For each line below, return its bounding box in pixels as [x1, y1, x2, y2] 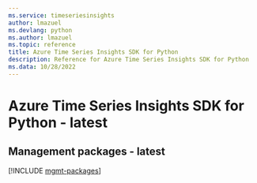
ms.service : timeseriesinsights [8, 11, 115, 20]
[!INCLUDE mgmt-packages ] [8, 166, 101, 175]
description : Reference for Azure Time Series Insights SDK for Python [8, 56, 249, 64]
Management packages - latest [8, 145, 166, 159]
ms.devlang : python [8, 26, 73, 34]
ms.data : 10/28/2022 [8, 63, 77, 71]
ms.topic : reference [8, 41, 77, 49]
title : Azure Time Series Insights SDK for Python [8, 48, 179, 56]
